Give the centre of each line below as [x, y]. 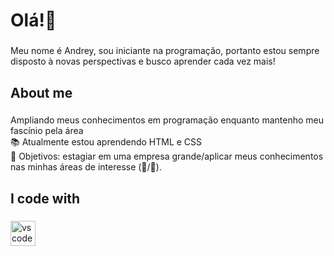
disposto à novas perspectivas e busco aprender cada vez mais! [143, 61]
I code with [45, 198]
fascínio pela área [47, 131]
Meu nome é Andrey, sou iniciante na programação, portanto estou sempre [165, 51]
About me [41, 92]
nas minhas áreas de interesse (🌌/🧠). [86, 167]
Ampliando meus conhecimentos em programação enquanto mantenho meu [167, 120]
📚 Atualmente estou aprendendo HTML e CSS [106, 142]
